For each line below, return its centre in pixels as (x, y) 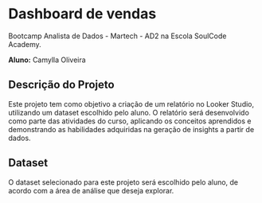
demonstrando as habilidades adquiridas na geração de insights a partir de (131, 129)
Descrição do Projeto (61, 85)
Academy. (25, 44)
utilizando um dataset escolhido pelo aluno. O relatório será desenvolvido (129, 112)
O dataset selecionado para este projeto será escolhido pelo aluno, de (123, 182)
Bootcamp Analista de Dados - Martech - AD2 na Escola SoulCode (117, 36)
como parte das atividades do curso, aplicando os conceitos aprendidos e (130, 121)
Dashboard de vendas (82, 14)
